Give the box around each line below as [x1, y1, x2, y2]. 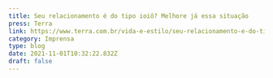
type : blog [8, 42, 45, 50]
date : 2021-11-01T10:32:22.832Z [8, 50, 118, 58]
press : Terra [8, 19, 53, 28]
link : [8, 27, 27, 35]
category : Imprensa [8, 34, 75, 43]
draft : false [8, 58, 53, 66]
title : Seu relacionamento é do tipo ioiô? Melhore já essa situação [8, 11, 249, 20]
